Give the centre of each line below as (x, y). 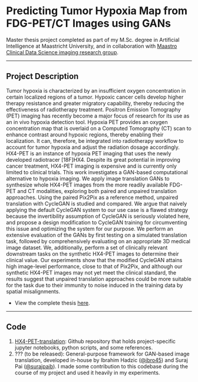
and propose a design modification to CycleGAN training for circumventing (97, 222)
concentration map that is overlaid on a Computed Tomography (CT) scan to (99, 128)
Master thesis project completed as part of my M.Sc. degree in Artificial (93, 40)
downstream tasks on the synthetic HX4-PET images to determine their (93, 254)
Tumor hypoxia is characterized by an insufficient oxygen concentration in (96, 90)
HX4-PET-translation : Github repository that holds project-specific (95, 341)
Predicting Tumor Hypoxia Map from (97, 11)
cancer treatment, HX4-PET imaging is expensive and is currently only (91, 166)
